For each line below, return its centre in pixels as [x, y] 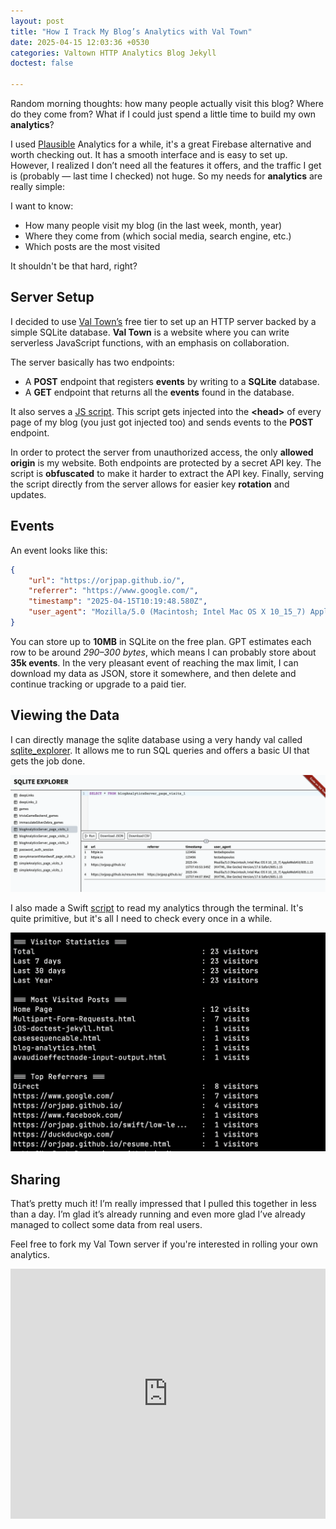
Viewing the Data [65, 715]
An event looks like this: [59, 550]
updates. [28, 494]
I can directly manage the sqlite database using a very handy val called [156, 739]
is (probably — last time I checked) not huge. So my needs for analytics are [166, 176]
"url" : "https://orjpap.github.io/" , [107, 580]
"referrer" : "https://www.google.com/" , [113, 591]
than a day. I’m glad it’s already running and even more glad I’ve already [158, 1214]
